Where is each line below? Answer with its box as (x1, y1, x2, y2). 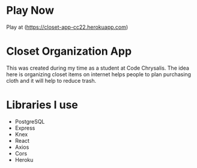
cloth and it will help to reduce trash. (6, 77, 97, 84)
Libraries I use (6, 98, 78, 112)
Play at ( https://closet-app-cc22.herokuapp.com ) (6, 23, 129, 31)
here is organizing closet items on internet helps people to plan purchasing (6, 70, 191, 78)
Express (14, 124, 35, 131)
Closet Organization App (6, 44, 132, 58)
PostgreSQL (14, 118, 45, 125)
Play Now (6, 4, 54, 17)
